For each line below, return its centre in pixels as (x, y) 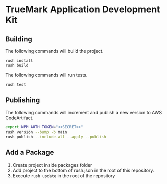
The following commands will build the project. (54, 51)
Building (19, 39)
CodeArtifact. (19, 118)
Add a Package (30, 153)
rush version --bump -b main (36, 132)
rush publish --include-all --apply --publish (56, 137)
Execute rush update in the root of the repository (64, 176)
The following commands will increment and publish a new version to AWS (84, 113)
